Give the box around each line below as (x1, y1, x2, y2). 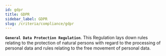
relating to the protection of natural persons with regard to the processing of (5, 40, 161, 46)
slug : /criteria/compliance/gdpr (5, 21, 74, 26)
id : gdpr (5, 7, 23, 12)
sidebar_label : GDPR (5, 16, 48, 21)
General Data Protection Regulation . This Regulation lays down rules (5, 35, 148, 41)
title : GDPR (5, 12, 30, 17)
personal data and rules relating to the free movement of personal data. (5, 45, 151, 51)
